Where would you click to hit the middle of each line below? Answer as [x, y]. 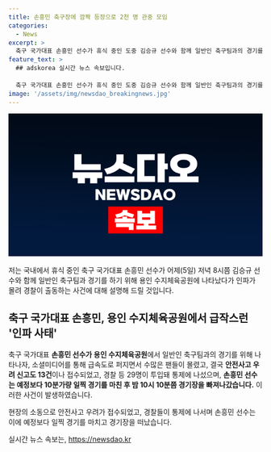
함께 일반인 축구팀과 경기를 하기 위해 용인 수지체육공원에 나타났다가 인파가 [140, 280]
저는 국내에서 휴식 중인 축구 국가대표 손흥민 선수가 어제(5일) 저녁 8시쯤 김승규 [130, 270]
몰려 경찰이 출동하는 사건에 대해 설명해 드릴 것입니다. [91, 290]
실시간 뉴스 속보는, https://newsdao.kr [70, 439]
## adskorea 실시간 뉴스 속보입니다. [71, 69]
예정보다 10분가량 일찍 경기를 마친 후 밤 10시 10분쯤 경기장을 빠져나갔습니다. [135, 384]
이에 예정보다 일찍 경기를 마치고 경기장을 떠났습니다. [90, 422]
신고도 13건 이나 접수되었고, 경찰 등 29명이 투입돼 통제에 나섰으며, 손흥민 [130, 375]
